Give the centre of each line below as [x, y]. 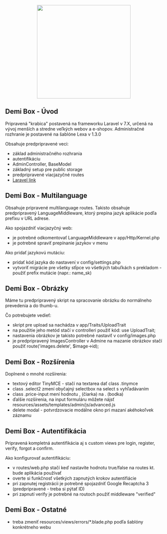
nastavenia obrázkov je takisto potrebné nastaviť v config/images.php [84, 336]
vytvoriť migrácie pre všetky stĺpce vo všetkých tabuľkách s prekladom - [87, 267]
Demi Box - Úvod [32, 111]
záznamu [22, 415]
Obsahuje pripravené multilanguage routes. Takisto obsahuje [68, 207]
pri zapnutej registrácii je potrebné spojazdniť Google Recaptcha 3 [81, 484]
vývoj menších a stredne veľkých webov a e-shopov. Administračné [75, 129]
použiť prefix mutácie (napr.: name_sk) [52, 273]
